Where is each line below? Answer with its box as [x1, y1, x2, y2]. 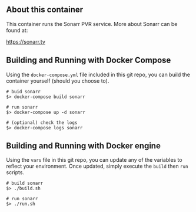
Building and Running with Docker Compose [6, 56, 171, 66]
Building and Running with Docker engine [6, 141, 161, 151]
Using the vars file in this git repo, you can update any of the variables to [6, 156, 182, 164]
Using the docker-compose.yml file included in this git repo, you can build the [6, 71, 190, 78]
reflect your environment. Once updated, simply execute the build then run [6, 162, 188, 170]
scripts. [6, 169, 25, 176]
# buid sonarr [6, 89, 41, 94]
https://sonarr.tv [6, 38, 46, 45]
